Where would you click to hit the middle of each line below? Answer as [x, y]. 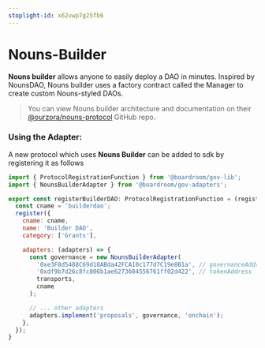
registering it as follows [46, 163]
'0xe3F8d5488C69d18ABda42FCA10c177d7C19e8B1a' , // [121, 264]
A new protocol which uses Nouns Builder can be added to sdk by [116, 154]
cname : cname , [45, 221]
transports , [56, 279]
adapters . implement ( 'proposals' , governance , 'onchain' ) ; [126, 315]
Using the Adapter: [45, 137]
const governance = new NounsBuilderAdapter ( [105, 257]
